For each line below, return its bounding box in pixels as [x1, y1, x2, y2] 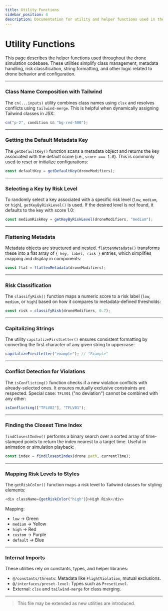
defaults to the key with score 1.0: [5, 207, 74, 213]
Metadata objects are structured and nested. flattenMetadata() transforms [5, 245, 160, 251]
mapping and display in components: [5, 256, 81, 262]
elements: [5, 487, 26, 493]
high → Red [12, 526, 36, 532]
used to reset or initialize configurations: [5, 159, 88, 165]
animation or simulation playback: [5, 444, 74, 450]
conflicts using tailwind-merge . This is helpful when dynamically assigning [5, 105, 159, 111]
